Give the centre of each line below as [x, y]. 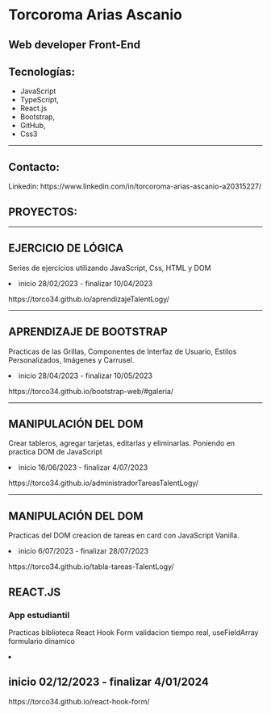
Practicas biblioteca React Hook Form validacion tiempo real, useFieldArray [133, 632]
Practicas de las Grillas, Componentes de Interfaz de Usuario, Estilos [123, 351]
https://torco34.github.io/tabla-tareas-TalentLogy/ [92, 567]
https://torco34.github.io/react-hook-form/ [79, 701]
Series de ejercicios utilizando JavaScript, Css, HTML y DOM [110, 268]
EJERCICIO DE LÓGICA [66, 249]
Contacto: [34, 167]
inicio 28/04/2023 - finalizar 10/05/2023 [86, 376]
